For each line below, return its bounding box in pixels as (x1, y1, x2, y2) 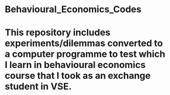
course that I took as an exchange (5, 70, 151, 82)
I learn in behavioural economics (5, 59, 146, 71)
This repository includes (5, 27, 111, 39)
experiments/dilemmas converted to (5, 38, 163, 49)
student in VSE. (5, 81, 72, 92)
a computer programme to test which (5, 48, 165, 60)
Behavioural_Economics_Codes (5, 4, 141, 15)
